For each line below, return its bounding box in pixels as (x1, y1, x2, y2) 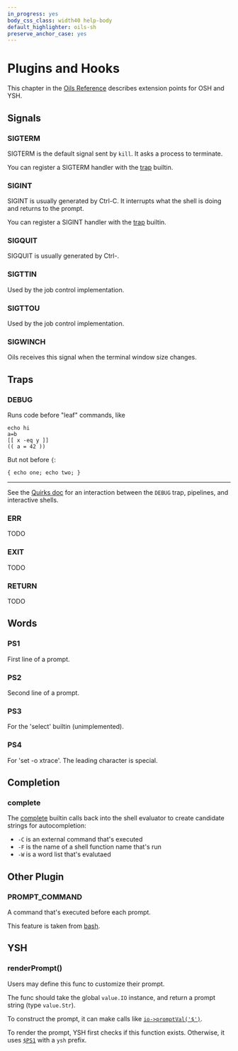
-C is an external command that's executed (17, 835, 143, 844)
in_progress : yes (7, 10, 59, 18)
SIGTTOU (7, 303, 40, 313)
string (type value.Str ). (7, 1001, 76, 1009)
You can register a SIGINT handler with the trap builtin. (7, 218, 166, 226)
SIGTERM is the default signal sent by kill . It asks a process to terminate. (7, 149, 223, 158)
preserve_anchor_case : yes (7, 30, 87, 38)
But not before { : (7, 456, 57, 464)
